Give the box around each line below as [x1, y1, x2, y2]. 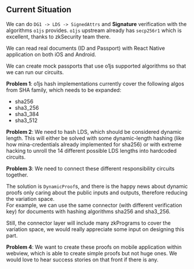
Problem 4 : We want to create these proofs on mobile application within [6, 243, 182, 251]
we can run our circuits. [6, 68, 64, 76]
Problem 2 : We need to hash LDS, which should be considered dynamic [6, 128, 182, 135]
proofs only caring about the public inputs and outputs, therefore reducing [6, 189, 188, 196]
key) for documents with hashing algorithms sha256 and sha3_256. [6, 207, 171, 215]
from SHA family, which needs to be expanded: [6, 86, 122, 94]
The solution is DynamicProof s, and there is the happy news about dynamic [6, 182, 188, 190]
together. [6, 171, 28, 178]
